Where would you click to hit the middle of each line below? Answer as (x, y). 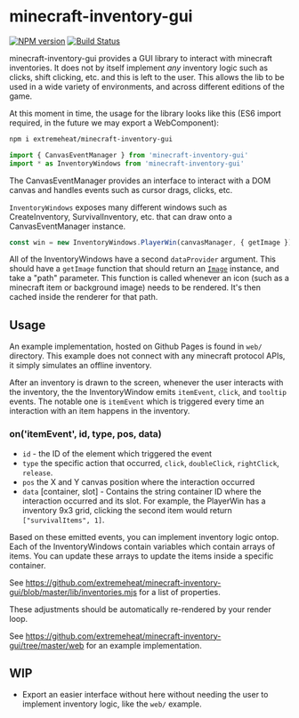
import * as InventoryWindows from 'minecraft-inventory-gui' (127, 163)
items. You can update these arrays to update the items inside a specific (141, 556)
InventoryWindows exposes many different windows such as (118, 207)
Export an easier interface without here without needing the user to (145, 695)
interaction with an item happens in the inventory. (100, 411)
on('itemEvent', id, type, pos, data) (85, 434)
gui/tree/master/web (47, 645)
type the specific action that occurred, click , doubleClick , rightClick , (151, 463)
